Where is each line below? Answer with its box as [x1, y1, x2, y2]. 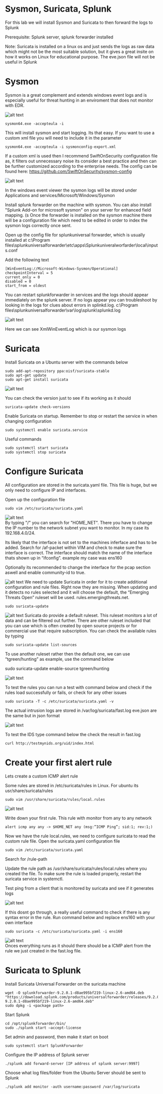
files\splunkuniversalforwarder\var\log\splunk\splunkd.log [5, 307, 121, 313]
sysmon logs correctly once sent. [5, 222, 72, 228]
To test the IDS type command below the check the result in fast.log [5, 731, 141, 737]
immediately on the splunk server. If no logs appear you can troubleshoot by [5, 297, 158, 302]
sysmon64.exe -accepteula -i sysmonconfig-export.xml [5, 144, 116, 149]
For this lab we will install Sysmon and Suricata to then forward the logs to [5, 19, 153, 25]
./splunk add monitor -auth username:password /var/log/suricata [5, 1084, 140, 1089]
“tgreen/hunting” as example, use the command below [5, 656, 114, 662]
